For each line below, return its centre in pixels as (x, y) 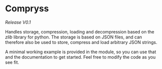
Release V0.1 (18, 22)
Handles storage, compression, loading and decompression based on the (80, 32)
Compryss (27, 9)
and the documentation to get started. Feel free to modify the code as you (80, 57)
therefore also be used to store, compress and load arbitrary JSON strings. (81, 42)
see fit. (12, 62)
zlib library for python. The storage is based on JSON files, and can (74, 37)
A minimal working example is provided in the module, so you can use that (81, 52)
